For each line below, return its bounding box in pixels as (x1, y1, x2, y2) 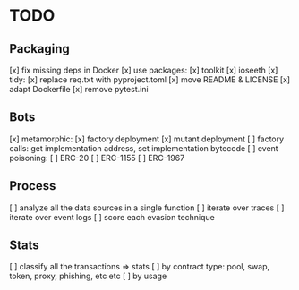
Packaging (9, 41, 70, 56)
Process (9, 178, 56, 193)
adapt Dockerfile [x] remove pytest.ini (9, 84, 149, 94)
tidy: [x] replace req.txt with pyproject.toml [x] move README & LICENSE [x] (9, 74, 291, 85)
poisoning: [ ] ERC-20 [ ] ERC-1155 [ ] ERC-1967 (9, 152, 185, 163)
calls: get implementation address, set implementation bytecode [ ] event (9, 142, 279, 153)
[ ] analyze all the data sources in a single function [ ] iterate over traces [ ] (9, 202, 285, 213)
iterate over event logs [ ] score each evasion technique (9, 211, 215, 222)
